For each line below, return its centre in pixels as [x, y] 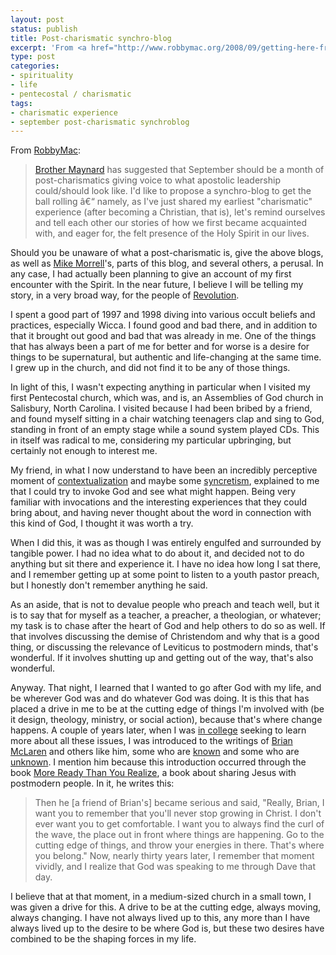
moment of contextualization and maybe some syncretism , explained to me [165, 481]
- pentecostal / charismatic [71, 94]
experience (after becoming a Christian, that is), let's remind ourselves [180, 212]
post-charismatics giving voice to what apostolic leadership [158, 180]
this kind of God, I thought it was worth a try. [102, 523]
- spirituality [42, 76]
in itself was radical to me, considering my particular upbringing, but [151, 440]
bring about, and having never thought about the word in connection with [161, 513]
